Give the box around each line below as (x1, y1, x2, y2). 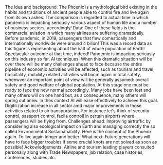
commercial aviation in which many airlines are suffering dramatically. (5, 30, 145, 36)
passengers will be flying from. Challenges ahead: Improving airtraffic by (5, 118, 151, 124)
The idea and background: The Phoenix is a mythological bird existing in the (5, 4, 157, 10)
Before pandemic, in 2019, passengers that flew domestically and (5, 35, 136, 41)
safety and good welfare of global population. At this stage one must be (5, 82, 149, 87)
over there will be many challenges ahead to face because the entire (5, 61, 143, 67)
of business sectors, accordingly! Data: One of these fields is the (5, 25, 135, 31)
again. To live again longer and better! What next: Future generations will (5, 134, 151, 140)
